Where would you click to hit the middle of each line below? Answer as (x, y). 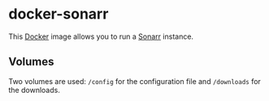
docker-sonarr (59, 14)
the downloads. (35, 90)
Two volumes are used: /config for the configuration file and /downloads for (135, 81)
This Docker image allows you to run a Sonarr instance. (101, 36)
